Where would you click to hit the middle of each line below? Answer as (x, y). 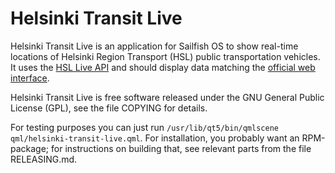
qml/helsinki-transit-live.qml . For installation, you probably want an (155, 138)
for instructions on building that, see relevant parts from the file (181, 148)
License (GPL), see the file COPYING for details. (109, 108)
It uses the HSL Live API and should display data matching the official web (163, 67)
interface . (30, 78)
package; (30, 148)
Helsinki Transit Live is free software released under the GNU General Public (167, 97)
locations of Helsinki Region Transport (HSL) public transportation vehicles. (165, 56)
